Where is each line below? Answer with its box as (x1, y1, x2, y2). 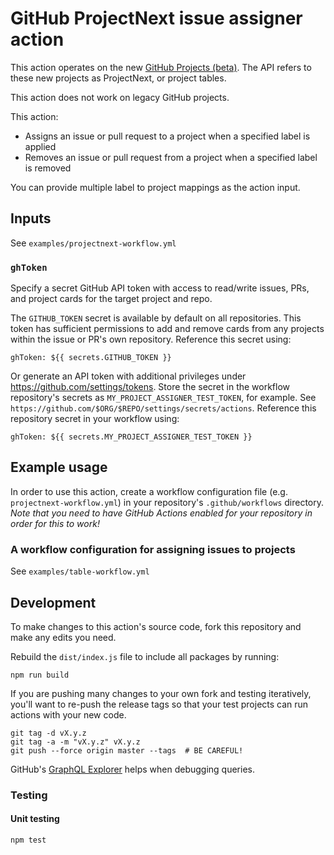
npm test (10, 835, 47, 846)
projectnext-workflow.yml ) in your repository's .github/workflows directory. (10, 496, 325, 508)
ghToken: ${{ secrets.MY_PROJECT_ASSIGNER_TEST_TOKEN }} (10, 432, 253, 442)
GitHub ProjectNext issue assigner (10, 7, 303, 30)
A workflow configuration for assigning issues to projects (10, 542, 296, 556)
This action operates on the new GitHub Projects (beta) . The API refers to (10, 61, 312, 73)
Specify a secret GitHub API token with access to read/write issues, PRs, (10, 282, 310, 294)
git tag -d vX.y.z (10, 728, 87, 738)
